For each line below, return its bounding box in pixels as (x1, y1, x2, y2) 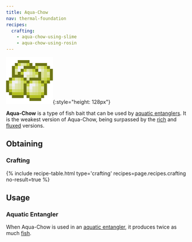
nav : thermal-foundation (6, 15, 67, 22)
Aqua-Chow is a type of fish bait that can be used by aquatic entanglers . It (6, 110, 187, 117)
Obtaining (6, 139, 43, 149)
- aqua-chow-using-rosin (16, 40, 77, 46)
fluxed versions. (6, 122, 45, 129)
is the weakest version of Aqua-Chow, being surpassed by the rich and (6, 116, 177, 122)
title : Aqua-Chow (6, 9, 48, 15)
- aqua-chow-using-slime (16, 34, 77, 40)
